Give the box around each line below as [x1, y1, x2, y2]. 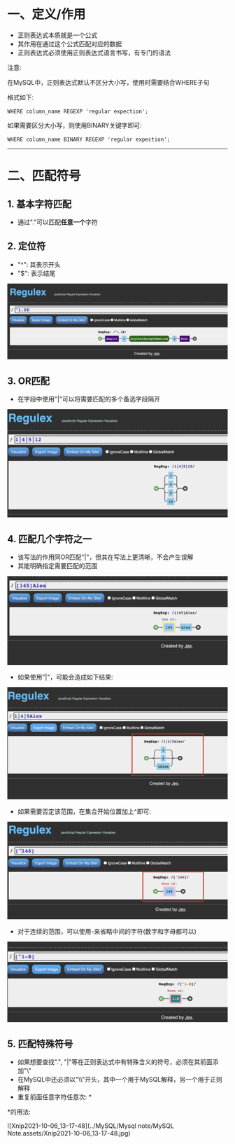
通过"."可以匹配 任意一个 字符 [17, 218, 98, 226]
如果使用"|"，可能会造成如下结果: [17, 673, 113, 681]
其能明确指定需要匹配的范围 [17, 562, 98, 570]
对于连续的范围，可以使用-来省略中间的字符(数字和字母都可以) [17, 927, 197, 935]
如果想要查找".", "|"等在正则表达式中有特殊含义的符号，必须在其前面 [17, 1058, 213, 1066]
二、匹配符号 [7, 168, 82, 184]
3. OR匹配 [7, 375, 50, 387]
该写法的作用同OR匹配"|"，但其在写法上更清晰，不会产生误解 [17, 553, 194, 561]
